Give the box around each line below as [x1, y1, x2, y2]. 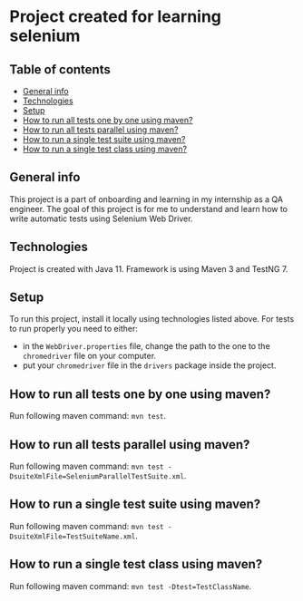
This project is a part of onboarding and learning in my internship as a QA [9, 193, 284, 205]
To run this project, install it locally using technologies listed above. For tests [9, 314, 295, 325]
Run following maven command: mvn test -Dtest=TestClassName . [9, 580, 252, 591]
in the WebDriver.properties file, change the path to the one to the [22, 341, 270, 352]
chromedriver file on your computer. [22, 351, 157, 362]
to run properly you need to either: [9, 324, 138, 334]
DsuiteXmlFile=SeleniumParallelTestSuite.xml [9, 472, 184, 481]
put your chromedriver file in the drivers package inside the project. [22, 360, 277, 371]
